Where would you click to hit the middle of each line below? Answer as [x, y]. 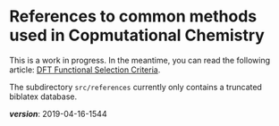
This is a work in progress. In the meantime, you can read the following [140, 60]
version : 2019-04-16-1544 [58, 113]
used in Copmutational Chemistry [137, 35]
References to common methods [133, 17]
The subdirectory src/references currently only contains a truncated [135, 87]
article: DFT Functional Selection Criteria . [85, 70]
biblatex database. [43, 97]
